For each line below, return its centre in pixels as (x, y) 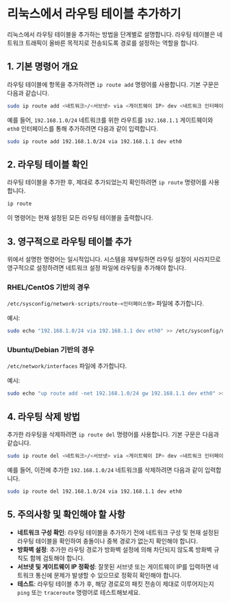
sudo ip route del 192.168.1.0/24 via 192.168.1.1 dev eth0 (95, 492)
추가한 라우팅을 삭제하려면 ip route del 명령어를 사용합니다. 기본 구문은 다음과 (113, 434)
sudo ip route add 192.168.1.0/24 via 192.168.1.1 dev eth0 (95, 141)
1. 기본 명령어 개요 (43, 67)
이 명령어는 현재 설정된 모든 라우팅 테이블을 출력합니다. (80, 218)
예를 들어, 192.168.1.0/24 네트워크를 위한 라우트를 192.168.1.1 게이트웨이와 (110, 120)
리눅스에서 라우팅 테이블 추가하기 (94, 14)
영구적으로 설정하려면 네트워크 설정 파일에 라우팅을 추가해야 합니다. (97, 268)
